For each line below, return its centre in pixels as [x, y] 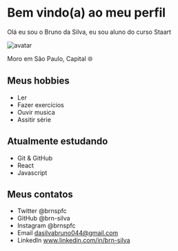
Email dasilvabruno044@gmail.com [68, 233]
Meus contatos [40, 194]
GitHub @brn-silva [43, 219]
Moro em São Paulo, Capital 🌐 [50, 58]
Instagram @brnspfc [46, 225]
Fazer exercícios [40, 104]
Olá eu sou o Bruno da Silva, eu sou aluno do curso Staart [89, 32]
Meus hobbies [39, 81]
